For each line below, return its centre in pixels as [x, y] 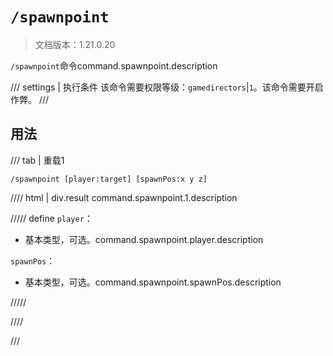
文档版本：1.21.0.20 [75, 44]
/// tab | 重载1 [37, 160]
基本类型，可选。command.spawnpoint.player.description [144, 239]
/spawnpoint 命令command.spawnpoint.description [114, 65]
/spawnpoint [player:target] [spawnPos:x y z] [109, 179]
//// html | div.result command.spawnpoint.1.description [124, 197]
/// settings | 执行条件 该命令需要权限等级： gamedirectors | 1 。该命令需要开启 [167, 87]
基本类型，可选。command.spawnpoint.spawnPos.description [153, 282]
